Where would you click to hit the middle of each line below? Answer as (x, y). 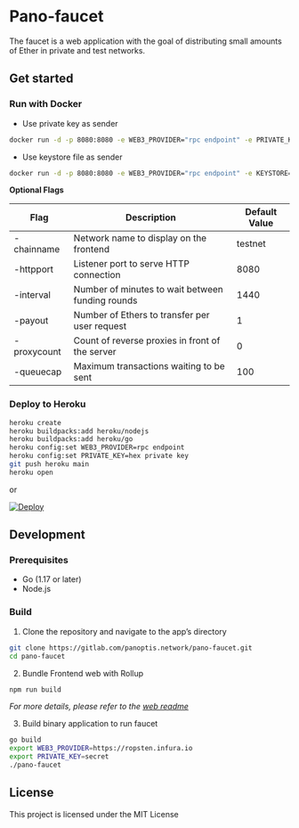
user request (100, 326)
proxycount (38, 352)
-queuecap (38, 372)
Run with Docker (46, 104)
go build (25, 740)
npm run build (36, 689)
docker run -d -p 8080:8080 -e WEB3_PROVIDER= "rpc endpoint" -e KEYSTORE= (151, 173)
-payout (31, 321)
